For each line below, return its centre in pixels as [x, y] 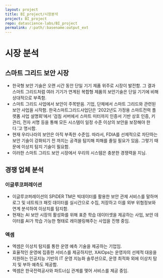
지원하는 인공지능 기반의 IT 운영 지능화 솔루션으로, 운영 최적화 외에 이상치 [82, 258]
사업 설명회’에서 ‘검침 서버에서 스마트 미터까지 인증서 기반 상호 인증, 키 [88, 116]
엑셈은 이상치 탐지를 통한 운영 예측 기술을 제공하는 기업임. [67, 246]
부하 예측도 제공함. [40, 265]
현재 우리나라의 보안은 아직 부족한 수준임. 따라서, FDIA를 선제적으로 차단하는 [85, 134]
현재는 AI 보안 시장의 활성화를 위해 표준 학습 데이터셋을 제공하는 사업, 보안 [82, 214]
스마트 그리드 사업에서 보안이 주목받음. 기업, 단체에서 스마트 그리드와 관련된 [84, 104]
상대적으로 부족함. [29, 98]
